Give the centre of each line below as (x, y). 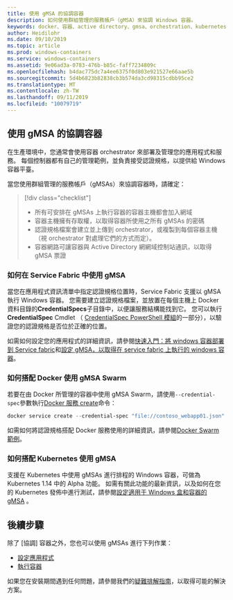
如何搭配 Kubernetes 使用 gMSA (62, 458)
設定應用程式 (35, 558)
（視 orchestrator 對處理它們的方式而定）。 (95, 238)
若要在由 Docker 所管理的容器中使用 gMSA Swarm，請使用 (91, 394)
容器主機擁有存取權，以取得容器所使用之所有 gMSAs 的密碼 (119, 221)
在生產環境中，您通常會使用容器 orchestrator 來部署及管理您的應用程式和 (112, 152)
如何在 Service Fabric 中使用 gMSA (67, 275)
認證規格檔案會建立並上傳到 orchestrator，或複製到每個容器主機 (126, 229)
